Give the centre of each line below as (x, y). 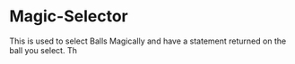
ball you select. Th (43, 50)
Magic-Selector (69, 16)
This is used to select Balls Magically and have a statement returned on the (148, 41)
